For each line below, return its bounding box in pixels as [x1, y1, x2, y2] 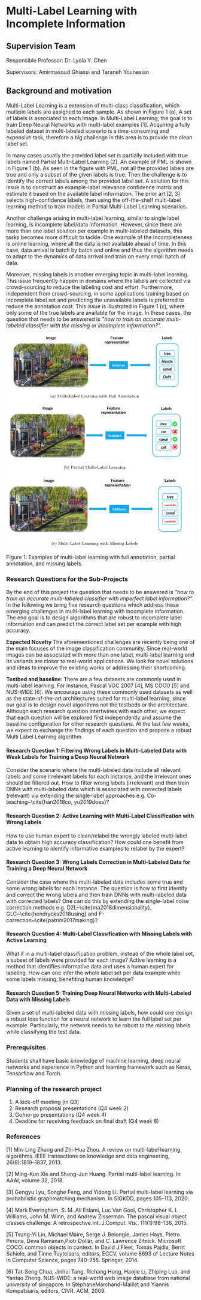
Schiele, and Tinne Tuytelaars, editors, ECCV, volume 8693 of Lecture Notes [6, 1250, 194, 1257]
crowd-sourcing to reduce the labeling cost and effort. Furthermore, [6, 284, 174, 291]
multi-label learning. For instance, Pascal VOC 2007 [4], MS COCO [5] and [6, 682, 190, 689]
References [6, 1132, 41, 1141]
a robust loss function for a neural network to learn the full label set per [6, 1015, 182, 1022]
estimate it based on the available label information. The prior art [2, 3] [6, 190, 181, 197]
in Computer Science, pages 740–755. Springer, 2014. [6, 1257, 139, 1264]
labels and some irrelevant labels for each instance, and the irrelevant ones [6, 773, 191, 780]
